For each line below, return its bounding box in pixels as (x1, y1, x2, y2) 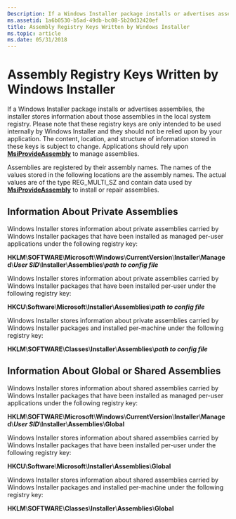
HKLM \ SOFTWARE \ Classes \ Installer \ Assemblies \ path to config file (7, 345, 209, 353)
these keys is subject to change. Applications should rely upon (7, 142, 188, 151)
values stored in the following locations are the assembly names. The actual (7, 171, 227, 179)
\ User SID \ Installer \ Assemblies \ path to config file (11, 261, 159, 269)
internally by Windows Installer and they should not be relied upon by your (7, 127, 223, 136)
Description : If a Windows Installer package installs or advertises (7, 10, 216, 18)
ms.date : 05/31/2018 (7, 37, 68, 44)
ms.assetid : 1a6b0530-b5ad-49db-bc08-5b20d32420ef (7, 17, 159, 24)
